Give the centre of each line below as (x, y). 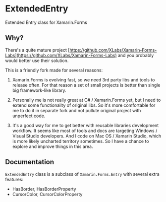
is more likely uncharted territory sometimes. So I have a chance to (81, 141)
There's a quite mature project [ (37, 50)
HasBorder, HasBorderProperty (44, 189)
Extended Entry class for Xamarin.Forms (46, 22)
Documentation (30, 162)
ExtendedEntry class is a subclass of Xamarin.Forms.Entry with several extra (82, 174)
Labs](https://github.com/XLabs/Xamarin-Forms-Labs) (61, 55)
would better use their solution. (37, 61)
